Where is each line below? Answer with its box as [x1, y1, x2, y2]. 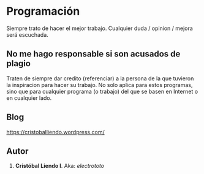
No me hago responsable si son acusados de [6, 49, 181, 59]
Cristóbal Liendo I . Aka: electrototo [15, 162, 105, 170]
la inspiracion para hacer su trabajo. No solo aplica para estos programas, [6, 81, 193, 88]
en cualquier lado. [6, 94, 52, 102]
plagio [6, 58, 31, 69]
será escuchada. [6, 31, 49, 38]
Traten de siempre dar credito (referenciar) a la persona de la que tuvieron [6, 75, 194, 82]
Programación [6, 4, 80, 18]
